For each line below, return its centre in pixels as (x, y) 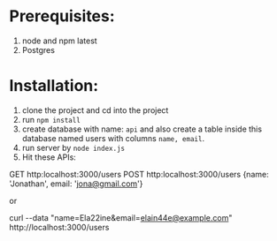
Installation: (54, 86)
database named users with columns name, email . (113, 138)
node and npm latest (59, 41)
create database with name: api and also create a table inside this (142, 129)
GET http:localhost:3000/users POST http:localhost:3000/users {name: (139, 174)
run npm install (51, 119)
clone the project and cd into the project (95, 110)
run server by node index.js (73, 147)
